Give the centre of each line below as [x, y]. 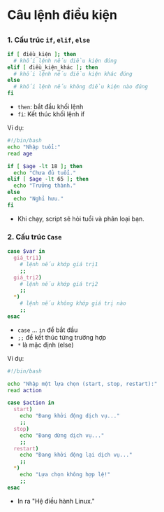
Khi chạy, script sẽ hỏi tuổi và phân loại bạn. [81, 219]
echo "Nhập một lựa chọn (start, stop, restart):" [82, 384]
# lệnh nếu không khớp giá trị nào [73, 304]
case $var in [26, 251]
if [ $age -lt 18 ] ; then [45, 166]
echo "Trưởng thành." [45, 186]
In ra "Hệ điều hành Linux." [56, 501]
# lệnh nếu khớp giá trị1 [59, 264]
